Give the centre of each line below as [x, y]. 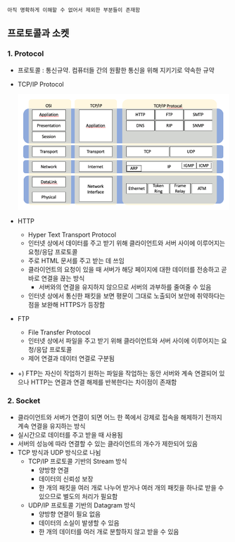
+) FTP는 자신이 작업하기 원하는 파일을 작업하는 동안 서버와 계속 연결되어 [118, 373]
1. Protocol [26, 53]
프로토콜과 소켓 [38, 33]
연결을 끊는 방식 [63, 278]
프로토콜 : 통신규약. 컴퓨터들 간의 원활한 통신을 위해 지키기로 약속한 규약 [116, 70]
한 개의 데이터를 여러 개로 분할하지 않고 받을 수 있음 [109, 531]
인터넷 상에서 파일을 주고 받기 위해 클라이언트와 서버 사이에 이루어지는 [124, 341]
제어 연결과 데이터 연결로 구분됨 [71, 358]
